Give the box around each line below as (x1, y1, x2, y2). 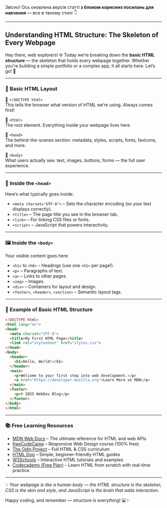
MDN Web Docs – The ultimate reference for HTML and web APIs (12, 435, 147, 441)
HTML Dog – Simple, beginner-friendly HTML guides (12, 451, 120, 457)
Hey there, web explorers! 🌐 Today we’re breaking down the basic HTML (5, 52, 155, 58)
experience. (5, 163, 30, 169)
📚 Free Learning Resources (5, 422, 74, 429)
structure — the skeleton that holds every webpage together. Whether (5, 57, 150, 63)
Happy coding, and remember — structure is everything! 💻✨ (5, 497, 130, 503)
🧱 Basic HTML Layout (5, 85, 58, 92)
